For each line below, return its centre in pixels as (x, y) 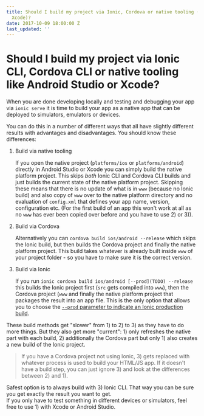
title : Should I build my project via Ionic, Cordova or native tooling (100, 12)
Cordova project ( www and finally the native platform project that (94, 294)
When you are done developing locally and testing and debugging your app (100, 102)
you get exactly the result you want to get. (59, 394)
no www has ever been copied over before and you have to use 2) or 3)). (104, 215)
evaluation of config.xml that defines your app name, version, (92, 202)
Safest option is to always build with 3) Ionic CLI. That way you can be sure (100, 387)
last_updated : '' (28, 29)
